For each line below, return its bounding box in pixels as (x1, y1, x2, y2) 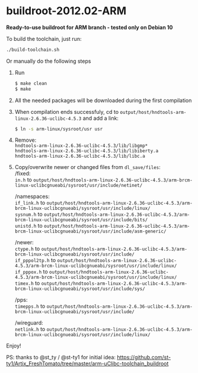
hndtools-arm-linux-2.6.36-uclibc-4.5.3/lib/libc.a (14, 153, 145, 160)
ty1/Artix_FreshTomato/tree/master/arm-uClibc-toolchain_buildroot (6, 360, 169, 367)
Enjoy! (6, 342, 22, 349)
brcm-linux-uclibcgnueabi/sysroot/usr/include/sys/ (14, 286, 145, 292)
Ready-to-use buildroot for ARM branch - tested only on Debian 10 (6, 24, 173, 31)
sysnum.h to (14, 211, 43, 218)
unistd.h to (14, 222, 43, 229)
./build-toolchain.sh (6, 46, 60, 53)
